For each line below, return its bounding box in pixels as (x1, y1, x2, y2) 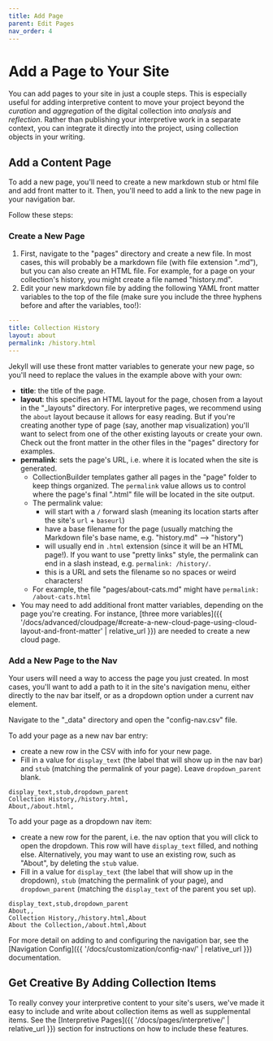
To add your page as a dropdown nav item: (8, 817, 152, 826)
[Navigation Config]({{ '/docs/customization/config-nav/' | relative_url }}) (8, 944, 253, 954)
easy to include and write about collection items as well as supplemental (8, 1006, 251, 1016)
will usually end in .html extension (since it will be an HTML (44, 541, 244, 551)
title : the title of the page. (19, 385, 106, 395)
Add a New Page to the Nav (8, 655, 118, 666)
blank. (19, 773, 41, 783)
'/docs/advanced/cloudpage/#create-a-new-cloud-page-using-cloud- (19, 617, 258, 627)
